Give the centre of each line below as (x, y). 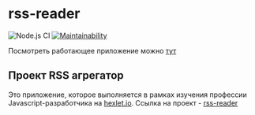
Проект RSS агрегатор (66, 76)
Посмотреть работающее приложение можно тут (92, 50)
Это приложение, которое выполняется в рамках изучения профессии (127, 95)
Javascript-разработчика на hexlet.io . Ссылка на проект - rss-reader (123, 102)
